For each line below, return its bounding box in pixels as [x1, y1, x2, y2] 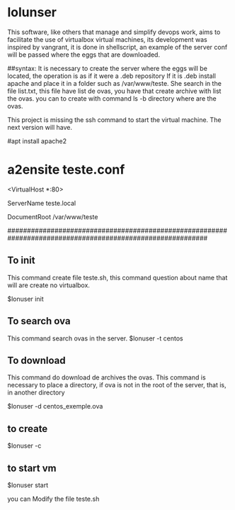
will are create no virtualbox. [7, 281, 91, 289]
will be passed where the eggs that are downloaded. [7, 50, 161, 59]
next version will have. [7, 123, 73, 131]
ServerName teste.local [7, 199, 76, 207]
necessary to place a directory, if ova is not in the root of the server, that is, [7, 381, 227, 389]
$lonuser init [7, 294, 44, 303]
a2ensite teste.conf [7, 162, 125, 178]
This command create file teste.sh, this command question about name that [7, 273, 228, 282]
